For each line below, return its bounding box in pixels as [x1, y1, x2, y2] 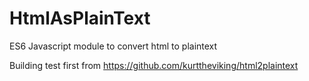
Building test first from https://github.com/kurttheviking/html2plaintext [9, 59, 299, 71]
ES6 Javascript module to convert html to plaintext [9, 40, 218, 52]
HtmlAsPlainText [9, 7, 151, 30]
